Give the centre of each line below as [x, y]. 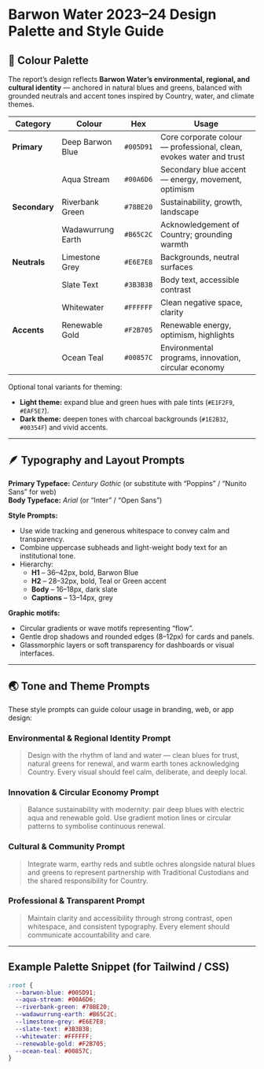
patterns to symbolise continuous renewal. [96, 826]
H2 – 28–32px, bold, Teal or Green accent [99, 581]
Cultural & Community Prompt [67, 847]
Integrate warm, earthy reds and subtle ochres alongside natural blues [141, 863]
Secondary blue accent [203, 169]
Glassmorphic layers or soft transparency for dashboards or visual [126, 644]
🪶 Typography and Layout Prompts [97, 460]
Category [33, 124]
